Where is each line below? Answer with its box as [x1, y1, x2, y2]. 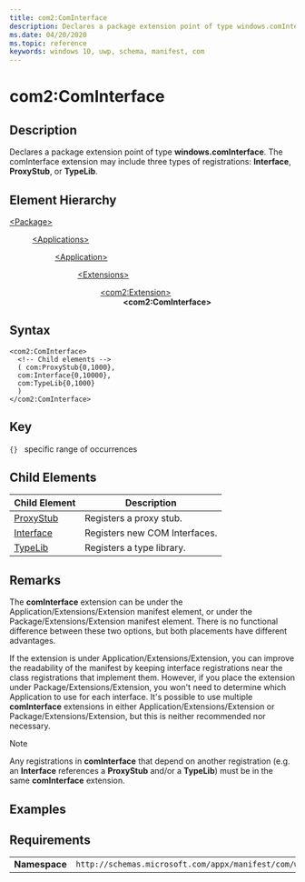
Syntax [9, 323, 51, 338]
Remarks [9, 572, 62, 587]
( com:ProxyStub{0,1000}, [17, 363, 116, 372]
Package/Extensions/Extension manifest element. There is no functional [9, 616, 279, 627]
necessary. [9, 720, 52, 732]
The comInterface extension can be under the [9, 596, 183, 607]
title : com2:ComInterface [9, 13, 107, 23]
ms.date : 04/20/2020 [9, 30, 88, 39]
